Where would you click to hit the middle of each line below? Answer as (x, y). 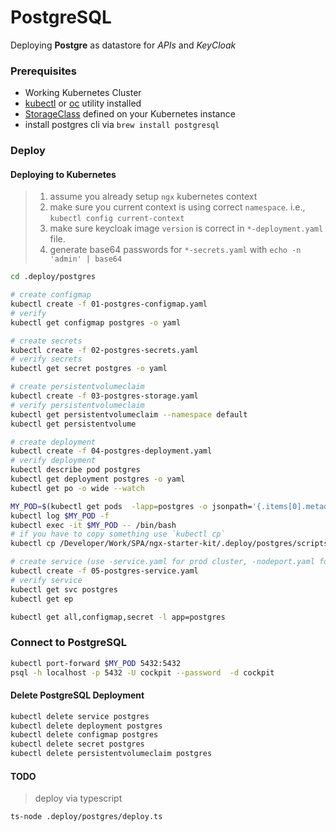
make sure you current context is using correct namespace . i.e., (177, 207)
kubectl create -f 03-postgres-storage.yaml (104, 396)
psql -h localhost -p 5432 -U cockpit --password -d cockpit (142, 672)
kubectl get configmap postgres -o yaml (96, 322)
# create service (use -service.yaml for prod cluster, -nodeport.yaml (162, 562)
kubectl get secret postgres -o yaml (89, 369)
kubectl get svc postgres (64, 589)
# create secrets (46, 341)
